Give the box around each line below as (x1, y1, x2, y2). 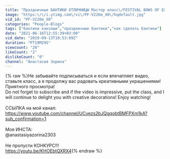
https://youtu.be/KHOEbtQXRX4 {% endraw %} (5, 148, 103, 154)
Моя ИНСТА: (5, 127, 33, 133)
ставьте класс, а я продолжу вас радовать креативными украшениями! (5, 78, 161, 84)
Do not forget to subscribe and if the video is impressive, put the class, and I (5, 89, 164, 95)
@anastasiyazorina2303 (5, 132, 56, 138)
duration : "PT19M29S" (5, 40, 51, 45)
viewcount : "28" (5, 45, 39, 50)
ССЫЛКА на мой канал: (5, 105, 57, 111)
